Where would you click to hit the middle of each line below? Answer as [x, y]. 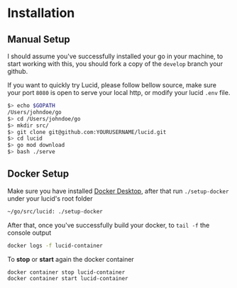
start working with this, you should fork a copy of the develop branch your [115, 64]
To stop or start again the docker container [71, 259]
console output [29, 233]
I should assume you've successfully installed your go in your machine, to [115, 56]
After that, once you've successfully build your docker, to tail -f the [109, 225]
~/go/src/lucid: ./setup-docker [55, 211]
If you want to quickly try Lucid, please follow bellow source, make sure [112, 85]
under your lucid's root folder [50, 198]
